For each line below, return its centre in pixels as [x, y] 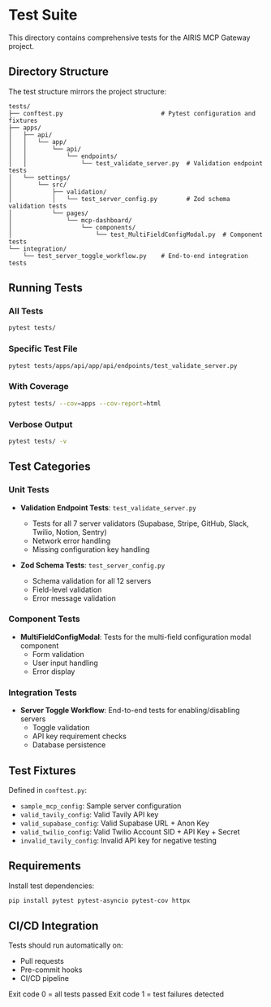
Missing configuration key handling [91, 549]
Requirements [45, 866]
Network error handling [71, 541]
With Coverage [39, 387]
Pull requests [42, 961]
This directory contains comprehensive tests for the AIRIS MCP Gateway [129, 37]
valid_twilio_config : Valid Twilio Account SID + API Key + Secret [130, 831]
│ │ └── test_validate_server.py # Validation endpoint [136, 163]
